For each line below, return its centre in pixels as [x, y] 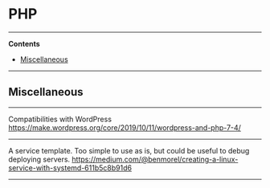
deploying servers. [39, 159]
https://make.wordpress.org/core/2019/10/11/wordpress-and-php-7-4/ [125, 127]
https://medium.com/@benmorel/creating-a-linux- [155, 159]
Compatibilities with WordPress [60, 119]
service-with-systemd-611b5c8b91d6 [70, 168]
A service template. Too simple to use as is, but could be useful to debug [129, 150]
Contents [24, 43]
